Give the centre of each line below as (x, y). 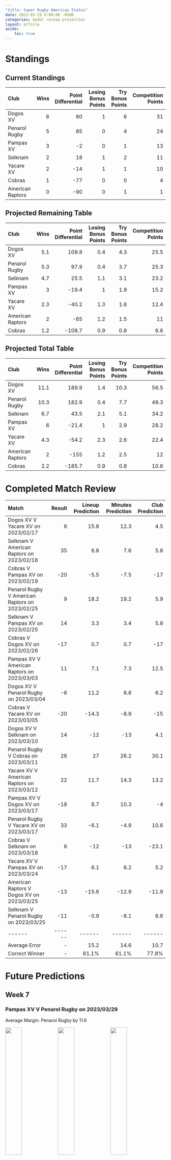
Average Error (24, 945)
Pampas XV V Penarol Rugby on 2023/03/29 (62, 1010)
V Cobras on (23, 755)
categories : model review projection (45, 19)
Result (59, 508)
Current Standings (35, 78)
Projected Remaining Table (49, 213)
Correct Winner (26, 953)
